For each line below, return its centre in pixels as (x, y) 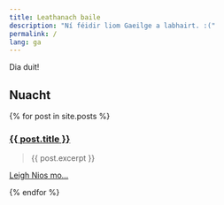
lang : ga (25, 42)
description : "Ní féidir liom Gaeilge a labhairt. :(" (112, 26)
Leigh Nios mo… (39, 175)
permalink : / (33, 34)
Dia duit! (24, 67)
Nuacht (30, 95)
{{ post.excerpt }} (63, 158)
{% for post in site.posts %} (60, 117)
